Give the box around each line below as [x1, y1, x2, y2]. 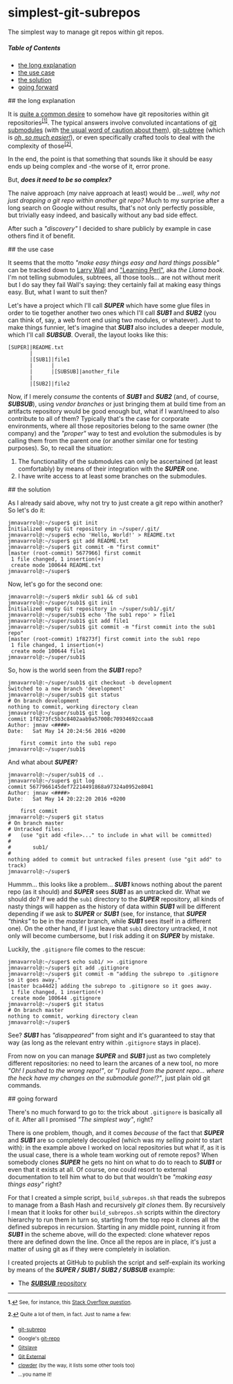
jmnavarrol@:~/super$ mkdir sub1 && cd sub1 [8, 593, 138, 601]
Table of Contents [8, 44, 61, 52]
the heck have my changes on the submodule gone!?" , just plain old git [8, 1074, 210, 1083]
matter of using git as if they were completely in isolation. [8, 1245, 171, 1253]
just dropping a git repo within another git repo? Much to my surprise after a [8, 196, 225, 205]
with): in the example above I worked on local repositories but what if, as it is [8, 1143, 225, 1152]
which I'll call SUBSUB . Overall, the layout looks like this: [8, 330, 169, 339]
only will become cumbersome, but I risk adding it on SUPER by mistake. [8, 932, 215, 940]
